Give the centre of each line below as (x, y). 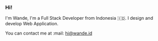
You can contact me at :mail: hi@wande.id (49, 33)
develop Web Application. (32, 24)
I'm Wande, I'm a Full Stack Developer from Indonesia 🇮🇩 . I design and (79, 18)
